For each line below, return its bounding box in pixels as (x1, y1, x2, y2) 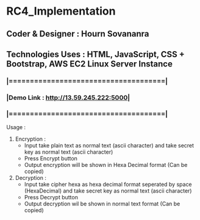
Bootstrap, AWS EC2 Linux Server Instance (6, 59, 173, 69)
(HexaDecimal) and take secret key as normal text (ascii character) (24, 187, 192, 194)
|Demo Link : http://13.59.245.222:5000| (6, 93, 130, 102)
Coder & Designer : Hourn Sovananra (6, 29, 149, 39)
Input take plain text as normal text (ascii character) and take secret (24, 142, 194, 149)
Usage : (6, 124, 26, 131)
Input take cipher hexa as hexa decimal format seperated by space (24, 181, 192, 188)
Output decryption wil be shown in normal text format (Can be (24, 200, 180, 208)
